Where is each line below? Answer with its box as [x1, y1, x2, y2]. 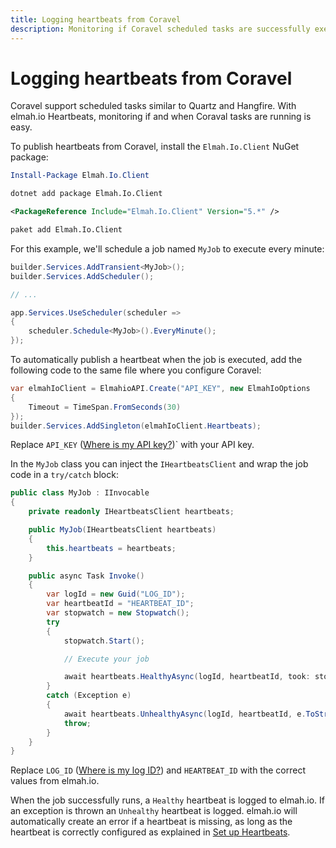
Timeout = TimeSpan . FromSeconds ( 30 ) [28, 402, 182, 412]
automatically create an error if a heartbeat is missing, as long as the [10, 816, 293, 828]
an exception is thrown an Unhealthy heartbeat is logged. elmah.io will [10, 805, 298, 817]
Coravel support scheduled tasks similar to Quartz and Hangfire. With [10, 100, 297, 112]
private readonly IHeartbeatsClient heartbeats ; [28, 507, 235, 517]
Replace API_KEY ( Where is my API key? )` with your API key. [10, 439, 255, 451]
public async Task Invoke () [28, 571, 145, 581]
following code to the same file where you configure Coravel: [10, 364, 262, 376]
